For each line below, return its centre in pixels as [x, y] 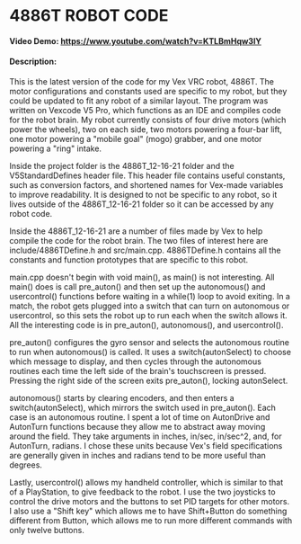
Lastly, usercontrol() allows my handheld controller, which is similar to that [146, 482]
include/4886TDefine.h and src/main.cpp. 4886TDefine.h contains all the [145, 250]
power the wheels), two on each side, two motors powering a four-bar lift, [146, 129]
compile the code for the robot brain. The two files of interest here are [139, 240]
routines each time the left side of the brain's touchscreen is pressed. [138, 370]
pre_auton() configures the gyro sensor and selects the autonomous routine [150, 342]
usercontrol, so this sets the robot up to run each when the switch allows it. [148, 315]
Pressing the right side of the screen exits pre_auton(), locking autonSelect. [149, 380]
